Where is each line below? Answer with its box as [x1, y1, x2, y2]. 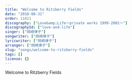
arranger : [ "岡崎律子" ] [5, 43, 50, 48]
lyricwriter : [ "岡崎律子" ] [5, 39, 57, 43]
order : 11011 [5, 16, 32, 21]
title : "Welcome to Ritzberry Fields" [5, 7, 83, 12]
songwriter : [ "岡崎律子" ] [5, 34, 55, 39]
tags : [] [5, 52, 23, 57]
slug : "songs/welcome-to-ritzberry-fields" [5, 47, 95, 52]
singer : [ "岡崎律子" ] [5, 29, 46, 34]
